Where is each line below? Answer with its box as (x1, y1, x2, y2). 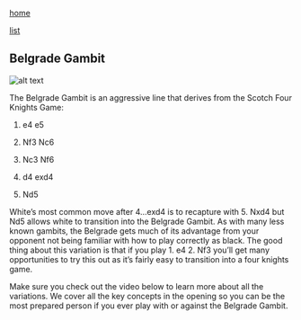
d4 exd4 (22, 171, 54, 182)
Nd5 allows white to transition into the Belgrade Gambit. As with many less (9, 216, 285, 227)
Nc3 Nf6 (22, 154, 55, 164)
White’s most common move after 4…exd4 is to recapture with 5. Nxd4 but (9, 206, 285, 217)
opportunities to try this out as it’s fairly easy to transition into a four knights (9, 253, 289, 264)
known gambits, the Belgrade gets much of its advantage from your (9, 225, 260, 236)
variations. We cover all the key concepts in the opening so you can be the (9, 290, 286, 301)
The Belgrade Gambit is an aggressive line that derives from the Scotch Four (9, 92, 292, 102)
